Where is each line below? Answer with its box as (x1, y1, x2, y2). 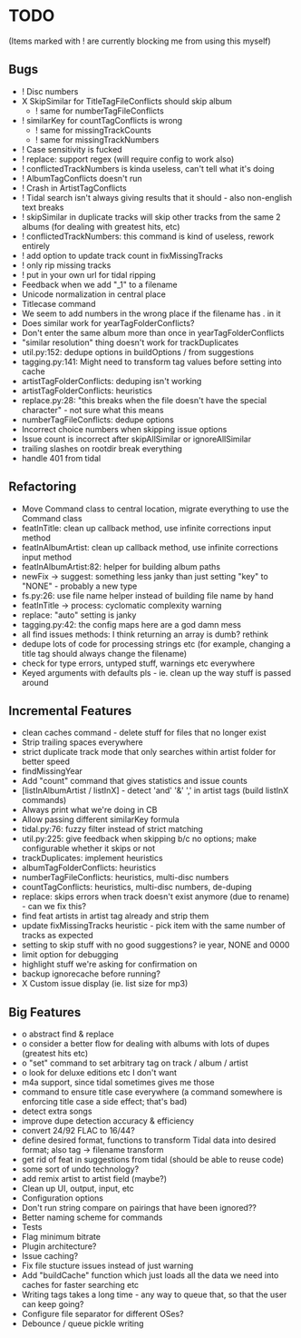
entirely (21, 240, 51, 251)
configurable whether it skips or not (21, 843, 156, 854)
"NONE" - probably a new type (21, 580, 138, 591)
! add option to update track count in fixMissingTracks (21, 250, 224, 261)
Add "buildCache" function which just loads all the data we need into (21, 1270, 279, 1281)
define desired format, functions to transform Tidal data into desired (21, 1135, 277, 1145)
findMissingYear (21, 766, 83, 777)
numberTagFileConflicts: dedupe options (21, 414, 174, 425)
